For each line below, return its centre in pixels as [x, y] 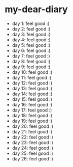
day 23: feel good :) [33, 142]
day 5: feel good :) [31, 45]
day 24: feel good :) [33, 148]
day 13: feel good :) [32, 88]
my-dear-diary [36, 9]
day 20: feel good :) [33, 126]
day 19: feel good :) [32, 121]
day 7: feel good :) [31, 56]
